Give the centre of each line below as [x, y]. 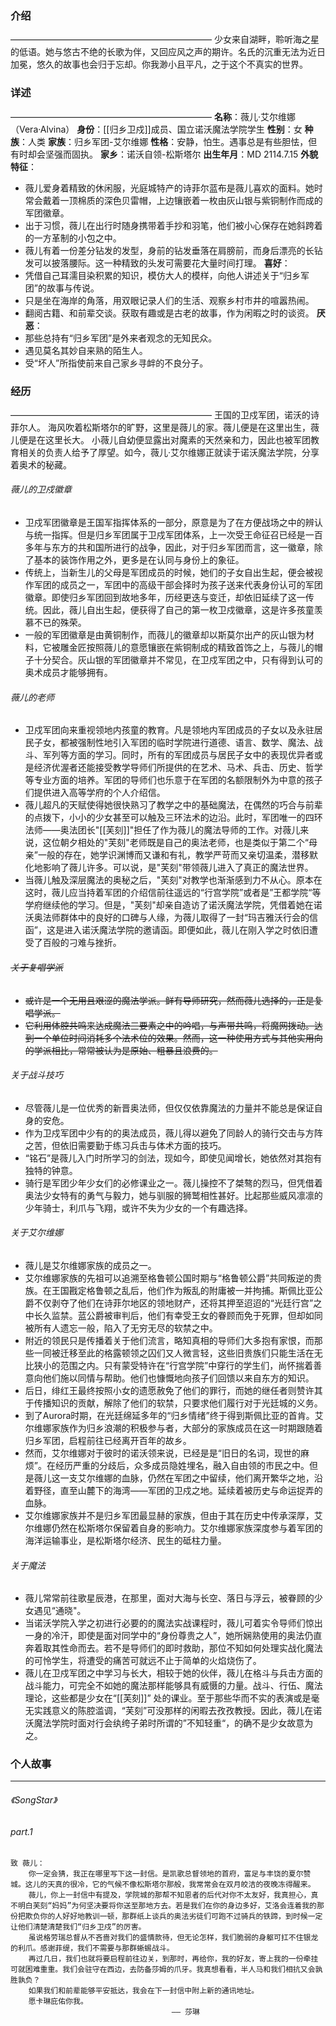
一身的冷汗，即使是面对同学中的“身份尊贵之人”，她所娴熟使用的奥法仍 [169, 1636]
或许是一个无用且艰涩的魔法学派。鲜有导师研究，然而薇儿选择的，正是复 [173, 1000]
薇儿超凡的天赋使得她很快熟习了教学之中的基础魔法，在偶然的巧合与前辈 [173, 805]
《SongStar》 [34, 1800]
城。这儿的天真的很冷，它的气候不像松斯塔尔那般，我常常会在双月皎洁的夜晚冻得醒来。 [163, 1885]
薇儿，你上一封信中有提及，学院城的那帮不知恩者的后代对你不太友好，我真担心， [170, 1895]
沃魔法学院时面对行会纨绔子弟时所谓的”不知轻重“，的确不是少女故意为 [169, 1723]
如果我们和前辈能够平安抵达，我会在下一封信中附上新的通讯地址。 [144, 1991]
